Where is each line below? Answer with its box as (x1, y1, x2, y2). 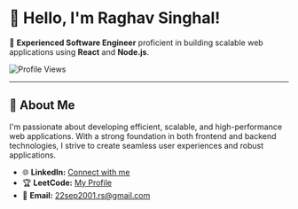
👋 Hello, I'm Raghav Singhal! (9, 8, 221, 28)
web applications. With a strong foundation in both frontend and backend (9, 130, 277, 141)
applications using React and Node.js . (9, 46, 149, 57)
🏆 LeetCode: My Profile (21, 177, 113, 188)
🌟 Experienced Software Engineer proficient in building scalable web (9, 37, 263, 48)
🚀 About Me (9, 97, 75, 113)
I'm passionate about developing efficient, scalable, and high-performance (9, 121, 282, 132)
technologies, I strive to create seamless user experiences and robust (9, 140, 264, 151)
